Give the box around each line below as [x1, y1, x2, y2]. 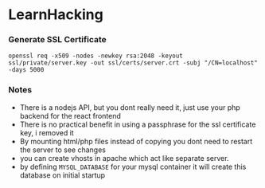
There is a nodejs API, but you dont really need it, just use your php [19, 102, 240, 112]
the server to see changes [19, 145, 106, 155]
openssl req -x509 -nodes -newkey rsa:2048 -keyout [8, 52, 183, 61]
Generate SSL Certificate [8, 34, 107, 45]
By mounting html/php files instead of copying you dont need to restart [19, 136, 253, 146]
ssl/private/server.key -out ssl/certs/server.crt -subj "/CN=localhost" [8, 59, 259, 67]
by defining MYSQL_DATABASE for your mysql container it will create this [19, 162, 247, 171]
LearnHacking [8, 6, 103, 24]
